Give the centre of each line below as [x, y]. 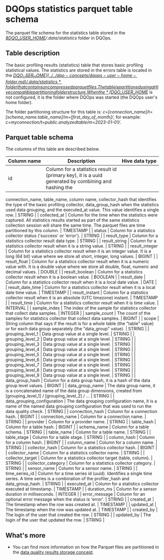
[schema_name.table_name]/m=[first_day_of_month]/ [60, 117]
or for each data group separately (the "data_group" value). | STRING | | [77, 329]
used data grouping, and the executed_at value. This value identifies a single [82, 210]
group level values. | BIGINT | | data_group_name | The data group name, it [81, 386]
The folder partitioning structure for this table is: [54, 112]
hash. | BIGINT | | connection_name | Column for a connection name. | [76, 416]
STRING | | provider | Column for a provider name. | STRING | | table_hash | [81, 422]
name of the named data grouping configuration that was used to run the [79, 406]
